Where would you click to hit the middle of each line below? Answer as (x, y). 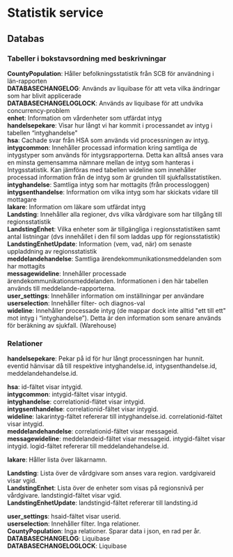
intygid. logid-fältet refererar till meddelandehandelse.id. (88, 446)
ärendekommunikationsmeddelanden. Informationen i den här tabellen (108, 281)
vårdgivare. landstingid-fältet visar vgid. (64, 496)
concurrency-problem (39, 110)
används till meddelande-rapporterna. (62, 288)
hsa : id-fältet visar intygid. (45, 387)
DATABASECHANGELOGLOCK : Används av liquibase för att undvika (105, 103)
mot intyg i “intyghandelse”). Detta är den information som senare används (114, 318)
